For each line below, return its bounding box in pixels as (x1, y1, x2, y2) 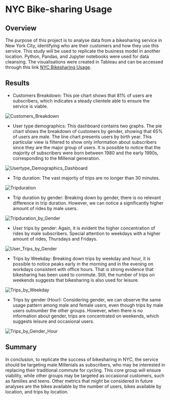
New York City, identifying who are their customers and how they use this (5, 43, 159, 49)
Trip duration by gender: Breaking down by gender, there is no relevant (12, 194, 161, 201)
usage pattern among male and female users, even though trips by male (12, 302, 163, 308)
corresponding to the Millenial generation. (12, 155, 100, 161)
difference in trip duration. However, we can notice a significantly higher (12, 199, 164, 206)
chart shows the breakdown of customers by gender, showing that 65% (12, 128, 163, 134)
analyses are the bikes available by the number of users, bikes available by (5, 383, 161, 389)
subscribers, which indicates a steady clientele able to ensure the (12, 97, 150, 104)
